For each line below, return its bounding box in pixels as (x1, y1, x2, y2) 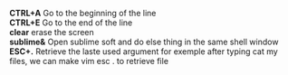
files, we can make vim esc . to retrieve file (9, 56, 169, 66)
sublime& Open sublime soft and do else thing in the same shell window (9, 36, 279, 47)
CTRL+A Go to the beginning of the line (9, 8, 157, 18)
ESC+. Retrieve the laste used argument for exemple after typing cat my (9, 46, 278, 57)
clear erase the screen (9, 27, 95, 37)
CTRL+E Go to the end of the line (9, 17, 133, 28)
